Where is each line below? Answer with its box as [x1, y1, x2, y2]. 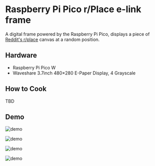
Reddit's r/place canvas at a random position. [5, 36, 100, 43]
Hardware [5, 51, 37, 60]
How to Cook [5, 85, 47, 93]
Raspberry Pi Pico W [12, 64, 56, 70]
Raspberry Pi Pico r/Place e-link [5, 4, 142, 15]
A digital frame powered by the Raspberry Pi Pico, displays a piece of [5, 31, 150, 37]
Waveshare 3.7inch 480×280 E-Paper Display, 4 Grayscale [12, 70, 136, 76]
